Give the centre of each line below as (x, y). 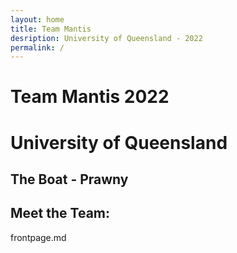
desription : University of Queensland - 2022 (106, 38)
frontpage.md (38, 237)
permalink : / (37, 47)
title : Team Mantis (51, 29)
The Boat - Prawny (69, 179)
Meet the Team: (60, 213)
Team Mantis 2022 (90, 97)
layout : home (37, 19)
